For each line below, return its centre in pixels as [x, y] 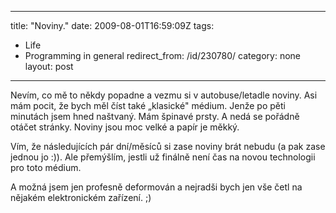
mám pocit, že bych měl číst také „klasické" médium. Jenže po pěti [148, 105]
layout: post [49, 66]
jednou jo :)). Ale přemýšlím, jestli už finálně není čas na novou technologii [163, 157]
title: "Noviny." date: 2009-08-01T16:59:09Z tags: [112, 25]
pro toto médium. [46, 167]
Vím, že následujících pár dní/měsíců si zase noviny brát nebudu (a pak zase [168, 146]
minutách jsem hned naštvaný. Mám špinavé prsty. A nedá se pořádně [155, 116]
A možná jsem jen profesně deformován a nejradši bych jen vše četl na [156, 187]
